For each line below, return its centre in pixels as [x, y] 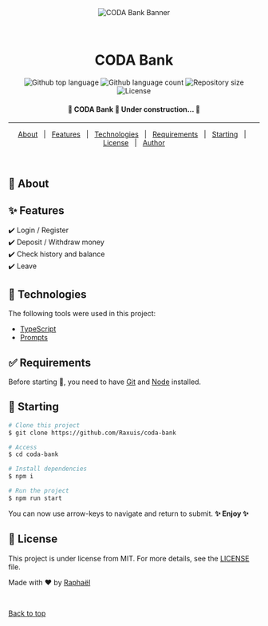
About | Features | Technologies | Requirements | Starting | [132, 134]
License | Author [134, 143]
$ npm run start [35, 498]
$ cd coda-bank [33, 454]
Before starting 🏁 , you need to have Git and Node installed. [105, 382]
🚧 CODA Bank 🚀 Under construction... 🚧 [134, 109]
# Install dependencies [48, 469]
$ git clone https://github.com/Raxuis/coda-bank [93, 433]
